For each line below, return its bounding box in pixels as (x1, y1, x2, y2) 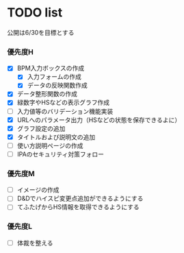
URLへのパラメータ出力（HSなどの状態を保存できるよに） (16, 115, 181, 124)
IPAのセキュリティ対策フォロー (16, 149, 105, 158)
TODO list (7, 5, 63, 21)
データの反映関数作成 (27, 81, 88, 90)
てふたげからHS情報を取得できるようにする (16, 203, 140, 211)
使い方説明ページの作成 (16, 141, 83, 149)
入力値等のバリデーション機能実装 (16, 107, 114, 115)
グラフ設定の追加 (16, 124, 66, 132)
